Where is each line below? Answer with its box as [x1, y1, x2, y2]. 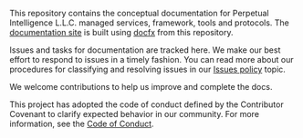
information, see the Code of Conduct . [9, 118, 154, 129]
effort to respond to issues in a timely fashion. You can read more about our [9, 54, 294, 64]
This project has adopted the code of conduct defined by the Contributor [9, 99, 285, 110]
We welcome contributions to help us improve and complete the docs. [9, 82, 273, 92]
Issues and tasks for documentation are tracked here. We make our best [9, 44, 281, 55]
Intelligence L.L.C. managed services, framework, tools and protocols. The [9, 17, 290, 28]
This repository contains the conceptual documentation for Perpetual [9, 8, 269, 18]
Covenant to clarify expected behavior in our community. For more [9, 109, 260, 119]
